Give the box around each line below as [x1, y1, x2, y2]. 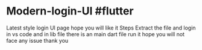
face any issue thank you [6, 37, 69, 44]
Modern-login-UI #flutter [6, 4, 134, 18]
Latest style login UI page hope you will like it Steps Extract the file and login [6, 24, 196, 31]
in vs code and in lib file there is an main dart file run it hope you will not [6, 30, 185, 37]
